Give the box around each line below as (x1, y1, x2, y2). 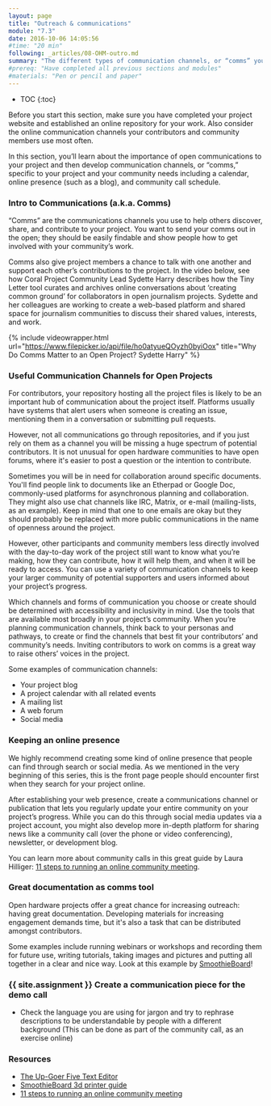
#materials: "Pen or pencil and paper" (8, 72, 143, 80)
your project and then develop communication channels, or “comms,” (8, 159, 239, 170)
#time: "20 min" (8, 42, 63, 50)
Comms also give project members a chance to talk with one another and (8, 256, 252, 267)
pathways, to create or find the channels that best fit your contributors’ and (8, 631, 258, 641)
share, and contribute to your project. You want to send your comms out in (8, 224, 256, 234)
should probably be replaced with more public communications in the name (8, 514, 260, 524)
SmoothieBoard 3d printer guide (19, 1080, 127, 1090)
